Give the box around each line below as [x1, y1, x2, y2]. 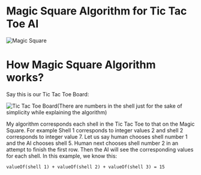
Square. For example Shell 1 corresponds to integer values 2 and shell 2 [6, 126, 184, 134]
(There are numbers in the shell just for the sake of [56, 102, 182, 109]
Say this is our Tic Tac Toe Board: [6, 90, 89, 97]
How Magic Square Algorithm [6, 58, 156, 72]
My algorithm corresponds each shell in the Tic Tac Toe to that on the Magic [6, 120, 195, 127]
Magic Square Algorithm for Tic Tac [6, 4, 187, 18]
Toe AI [6, 17, 39, 31]
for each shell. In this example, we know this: [6, 152, 118, 159]
